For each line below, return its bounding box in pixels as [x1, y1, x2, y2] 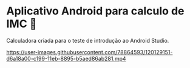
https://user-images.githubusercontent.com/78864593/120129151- [6, 48, 173, 55]
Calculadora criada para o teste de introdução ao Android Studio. [6, 37, 169, 44]
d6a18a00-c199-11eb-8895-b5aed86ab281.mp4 [6, 55, 126, 62]
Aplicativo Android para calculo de [6, 4, 185, 18]
